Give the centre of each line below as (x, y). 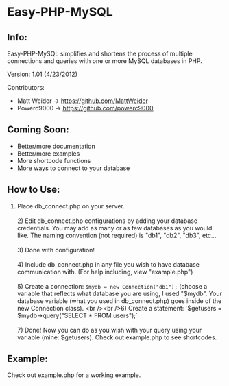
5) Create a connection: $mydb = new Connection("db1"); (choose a (112, 286)
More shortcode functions (54, 160)
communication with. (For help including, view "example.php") (105, 272)
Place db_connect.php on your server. (71, 206)
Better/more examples (48, 153)
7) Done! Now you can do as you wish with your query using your (109, 330)
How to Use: (34, 190)
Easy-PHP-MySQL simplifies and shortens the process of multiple (100, 53)
